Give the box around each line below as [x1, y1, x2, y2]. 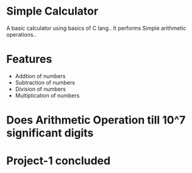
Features [6, 52, 52, 66]
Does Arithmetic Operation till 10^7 [6, 113, 186, 127]
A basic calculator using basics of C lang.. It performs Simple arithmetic [6, 24, 187, 32]
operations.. [6, 30, 37, 38]
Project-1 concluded [6, 154, 111, 168]
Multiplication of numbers [15, 91, 80, 99]
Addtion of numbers [15, 72, 66, 80]
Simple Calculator [6, 4, 99, 18]
